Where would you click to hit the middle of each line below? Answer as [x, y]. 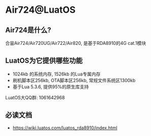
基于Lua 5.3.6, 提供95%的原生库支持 [51, 87]
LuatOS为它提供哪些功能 [44, 61]
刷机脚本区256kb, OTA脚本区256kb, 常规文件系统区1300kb [74, 80]
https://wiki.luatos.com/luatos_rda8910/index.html [65, 128]
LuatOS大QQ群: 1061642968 [35, 97]
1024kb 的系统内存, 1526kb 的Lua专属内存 [56, 74]
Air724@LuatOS [40, 10]
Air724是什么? [28, 30]
